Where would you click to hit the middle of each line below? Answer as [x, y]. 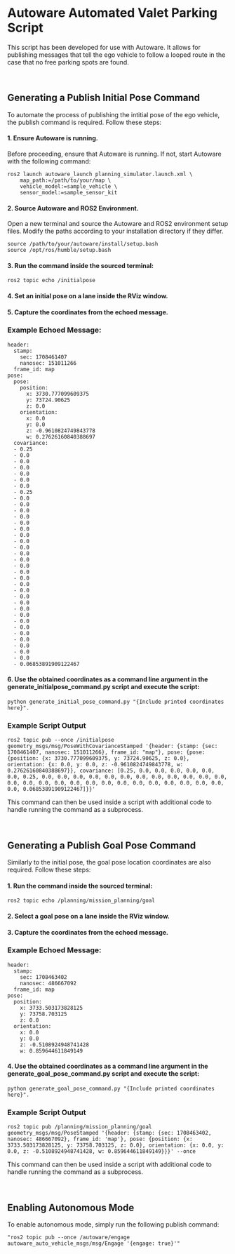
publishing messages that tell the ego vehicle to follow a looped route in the [116, 55]
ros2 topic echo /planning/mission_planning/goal [81, 901]
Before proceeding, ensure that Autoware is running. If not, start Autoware [115, 154]
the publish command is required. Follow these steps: [85, 122]
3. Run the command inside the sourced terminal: [81, 265]
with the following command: [49, 161]
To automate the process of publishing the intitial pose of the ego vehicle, [114, 114]
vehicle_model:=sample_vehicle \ [69, 186]
